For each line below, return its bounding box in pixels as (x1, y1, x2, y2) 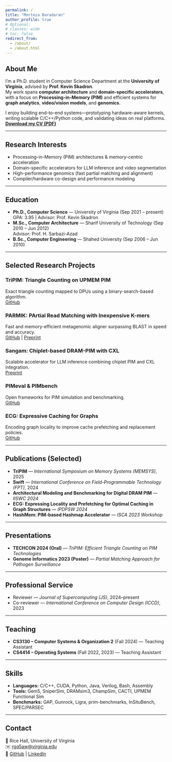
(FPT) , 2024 (12, 484, 38, 491)
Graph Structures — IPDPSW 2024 (12, 506, 88, 512)
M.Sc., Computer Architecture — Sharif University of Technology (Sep (12, 220, 164, 226)
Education (5, 195, 39, 204)
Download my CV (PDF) (5, 121, 56, 127)
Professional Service (5, 581, 73, 589)
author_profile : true (5, 17, 52, 22)
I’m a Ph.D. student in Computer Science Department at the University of (5, 78, 160, 84)
